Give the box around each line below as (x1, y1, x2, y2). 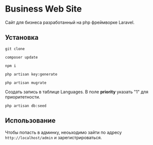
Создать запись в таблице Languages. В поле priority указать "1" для (5, 89, 149, 95)
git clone (5, 46, 25, 51)
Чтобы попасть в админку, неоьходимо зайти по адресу (5, 129, 122, 135)
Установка (5, 33, 39, 42)
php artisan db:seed (5, 103, 47, 108)
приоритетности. (5, 94, 40, 100)
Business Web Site (5, 3, 82, 15)
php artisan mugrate (5, 80, 47, 85)
